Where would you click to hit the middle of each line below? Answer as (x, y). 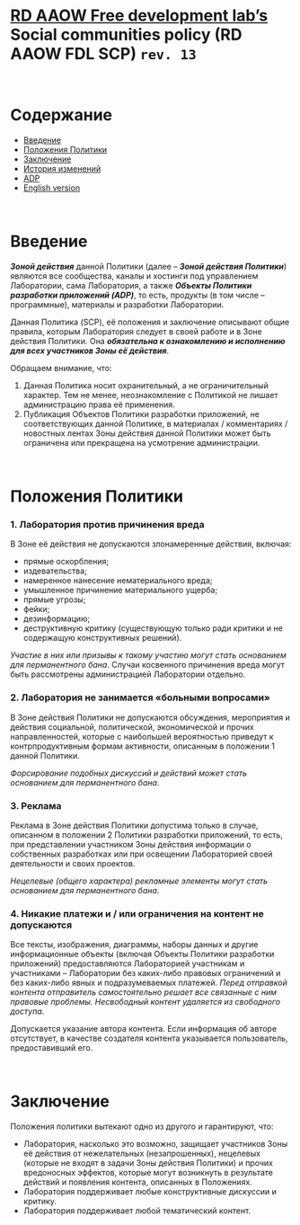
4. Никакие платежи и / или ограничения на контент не (137, 913)
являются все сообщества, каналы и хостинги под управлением (134, 276)
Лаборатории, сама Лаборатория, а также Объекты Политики (131, 285)
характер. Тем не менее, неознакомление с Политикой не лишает (150, 395)
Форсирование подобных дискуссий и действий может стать (129, 773)
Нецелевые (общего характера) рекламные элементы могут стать (139, 881)
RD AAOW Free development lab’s (139, 16)
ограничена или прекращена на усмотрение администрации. (141, 442)
